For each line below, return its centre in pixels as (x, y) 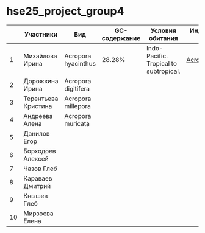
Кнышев (36, 196)
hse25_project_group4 (65, 11)
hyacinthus (80, 63)
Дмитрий (37, 186)
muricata (77, 123)
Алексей (36, 158)
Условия (164, 30)
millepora (77, 106)
